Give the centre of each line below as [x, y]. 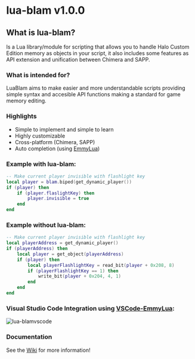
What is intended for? [38, 75]
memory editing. [26, 101]
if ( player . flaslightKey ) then [56, 193]
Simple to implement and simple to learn [64, 129]
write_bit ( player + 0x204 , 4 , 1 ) [79, 276]
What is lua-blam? [41, 33]
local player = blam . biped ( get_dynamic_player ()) [69, 182]
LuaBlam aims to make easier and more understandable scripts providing [96, 88]
